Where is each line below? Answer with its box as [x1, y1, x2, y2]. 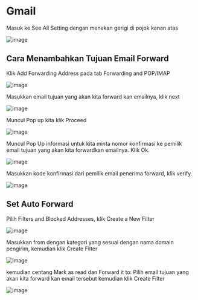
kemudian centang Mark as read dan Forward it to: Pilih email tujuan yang [6, 268, 189, 276]
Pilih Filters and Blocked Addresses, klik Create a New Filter [6, 215, 155, 222]
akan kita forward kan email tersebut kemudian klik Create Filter [6, 275, 165, 282]
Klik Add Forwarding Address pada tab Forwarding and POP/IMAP [6, 70, 170, 77]
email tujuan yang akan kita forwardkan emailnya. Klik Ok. [6, 146, 150, 154]
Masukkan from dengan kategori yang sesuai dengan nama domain [6, 238, 174, 246]
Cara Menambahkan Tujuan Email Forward [6, 53, 169, 64]
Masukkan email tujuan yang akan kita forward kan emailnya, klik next [6, 93, 180, 100]
